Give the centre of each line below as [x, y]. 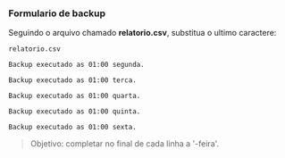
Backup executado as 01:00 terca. [73, 80]
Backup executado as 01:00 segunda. [76, 65]
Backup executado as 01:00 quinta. [75, 112]
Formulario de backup [57, 13]
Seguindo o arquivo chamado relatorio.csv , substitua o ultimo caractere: [142, 33]
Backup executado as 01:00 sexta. [73, 128]
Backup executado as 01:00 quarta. [75, 96]
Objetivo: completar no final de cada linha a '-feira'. [125, 144]
